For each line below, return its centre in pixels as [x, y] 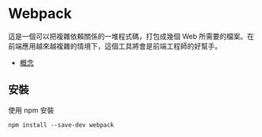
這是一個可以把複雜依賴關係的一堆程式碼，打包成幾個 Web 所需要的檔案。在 [131, 36]
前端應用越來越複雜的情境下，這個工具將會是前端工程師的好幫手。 [115, 46]
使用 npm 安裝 [31, 110]
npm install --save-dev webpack [61, 125]
